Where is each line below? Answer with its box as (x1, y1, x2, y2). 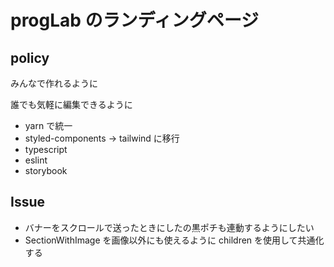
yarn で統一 (24, 120, 73, 131)
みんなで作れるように (10, 77, 98, 89)
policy (10, 49, 50, 66)
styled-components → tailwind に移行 (24, 132, 180, 144)
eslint (24, 154, 48, 166)
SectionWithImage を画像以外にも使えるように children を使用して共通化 (24, 234, 325, 246)
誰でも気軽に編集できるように (10, 99, 133, 110)
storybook (24, 165, 68, 176)
